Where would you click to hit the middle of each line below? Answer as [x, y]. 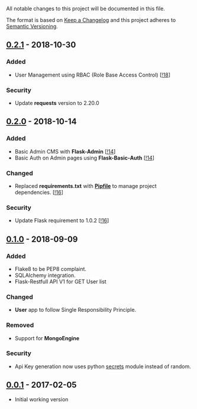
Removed [20, 325]
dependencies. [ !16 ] [39, 192]
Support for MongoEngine [47, 338]
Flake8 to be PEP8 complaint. [51, 269]
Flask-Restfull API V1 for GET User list [60, 282]
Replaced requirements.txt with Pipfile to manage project [85, 186]
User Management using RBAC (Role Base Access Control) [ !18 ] [92, 75]
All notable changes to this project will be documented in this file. [86, 9]
